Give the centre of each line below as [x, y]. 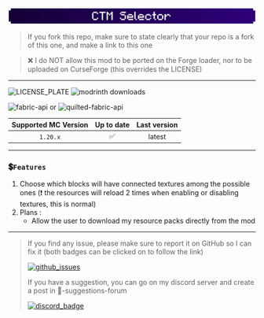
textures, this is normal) [58, 204]
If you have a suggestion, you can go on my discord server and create [141, 283]
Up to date [112, 124]
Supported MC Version [50, 124]
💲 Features [27, 167]
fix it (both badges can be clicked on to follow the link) [115, 252]
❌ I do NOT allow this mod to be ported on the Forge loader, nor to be [140, 61]
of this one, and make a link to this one [90, 45]
